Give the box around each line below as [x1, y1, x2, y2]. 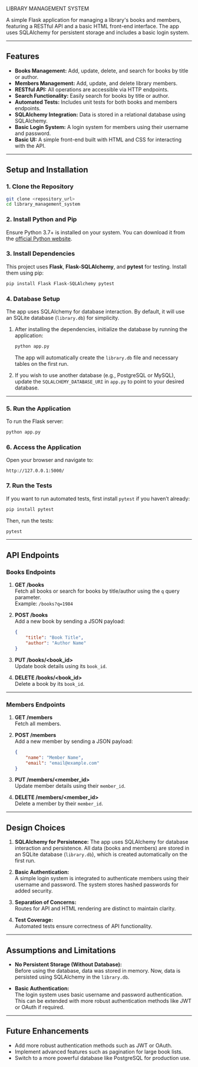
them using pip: [6, 269, 44, 276]
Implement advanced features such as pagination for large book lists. [14, 1048, 183, 1055]
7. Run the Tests [6, 481, 52, 490]
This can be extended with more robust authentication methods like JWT [14, 997, 192, 1005]
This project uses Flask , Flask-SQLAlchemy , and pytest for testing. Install [6, 263, 187, 270]
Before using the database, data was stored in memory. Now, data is [14, 967, 181, 974]
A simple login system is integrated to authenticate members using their [14, 875, 190, 882]
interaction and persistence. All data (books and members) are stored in [14, 845, 190, 852]
